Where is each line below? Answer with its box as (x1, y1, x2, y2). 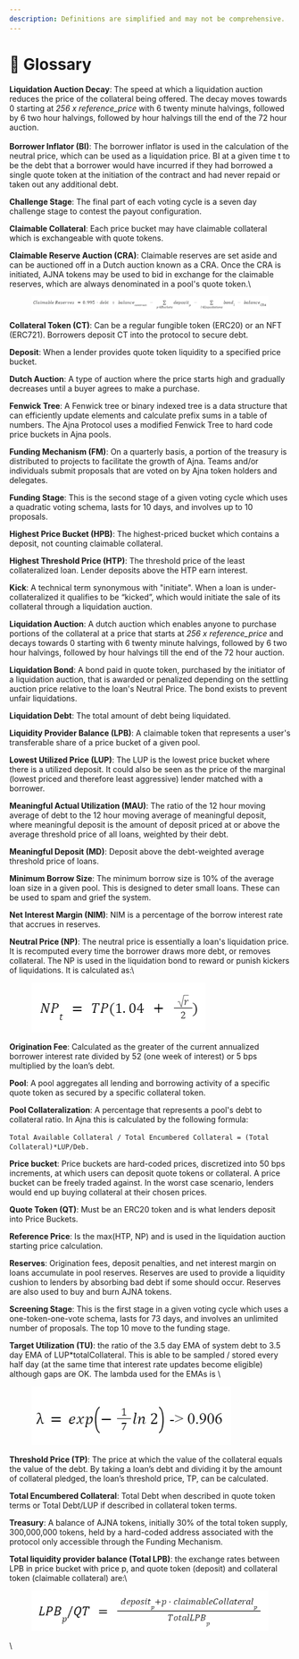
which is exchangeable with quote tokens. (9, 233, 163, 243)
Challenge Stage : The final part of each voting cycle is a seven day (9, 196, 257, 207)
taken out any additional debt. (9, 179, 119, 190)
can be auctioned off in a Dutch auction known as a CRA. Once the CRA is (9, 259, 281, 270)
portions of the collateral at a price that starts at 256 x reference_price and (9, 627, 284, 639)
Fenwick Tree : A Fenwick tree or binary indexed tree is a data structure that (9, 400, 288, 411)
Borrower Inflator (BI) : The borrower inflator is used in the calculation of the (9, 140, 289, 151)
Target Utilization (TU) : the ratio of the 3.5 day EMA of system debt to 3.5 (9, 1340, 281, 1350)
